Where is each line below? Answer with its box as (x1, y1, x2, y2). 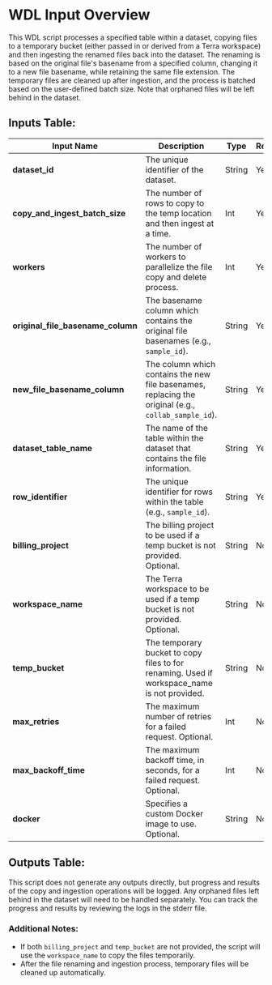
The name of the (145, 422, 208, 433)
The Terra (145, 573, 183, 584)
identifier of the (145, 164, 204, 175)
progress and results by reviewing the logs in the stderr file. (8, 903, 207, 913)
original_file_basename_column (12, 320, 138, 331)
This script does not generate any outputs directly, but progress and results (8, 877, 261, 887)
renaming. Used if (145, 667, 213, 678)
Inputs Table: (8, 116, 76, 130)
